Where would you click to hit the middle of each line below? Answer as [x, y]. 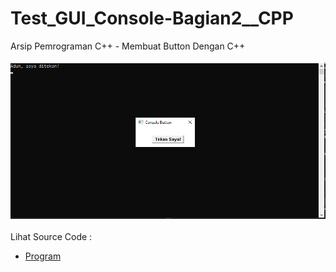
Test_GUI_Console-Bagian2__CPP [152, 18]
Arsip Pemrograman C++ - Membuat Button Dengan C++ [128, 46]
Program [43, 256]
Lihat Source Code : [51, 236]
